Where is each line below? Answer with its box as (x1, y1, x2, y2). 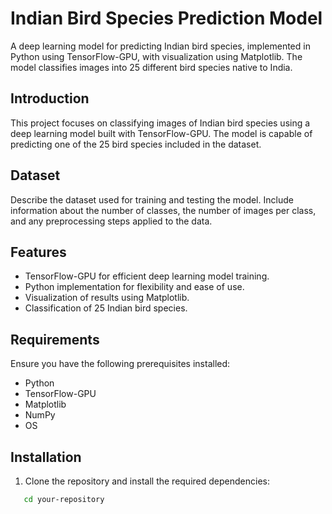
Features (10, 243, 67, 261)
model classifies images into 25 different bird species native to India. (10, 61, 293, 73)
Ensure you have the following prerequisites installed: (10, 358, 231, 370)
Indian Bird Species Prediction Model (10, 7, 323, 30)
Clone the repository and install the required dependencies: (24, 475, 270, 487)
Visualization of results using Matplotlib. (24, 292, 190, 304)
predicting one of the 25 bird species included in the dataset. (10, 138, 262, 150)
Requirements (10, 331, 100, 348)
